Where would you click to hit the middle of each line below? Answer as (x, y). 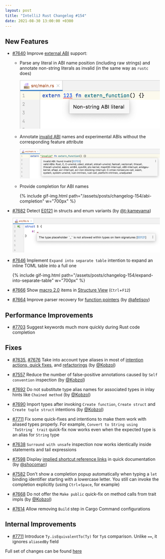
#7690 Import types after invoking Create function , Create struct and (84, 404)
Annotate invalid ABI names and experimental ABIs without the (83, 137)
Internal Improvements (41, 524)
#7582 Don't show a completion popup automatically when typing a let (84, 474)
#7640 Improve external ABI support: (50, 53)
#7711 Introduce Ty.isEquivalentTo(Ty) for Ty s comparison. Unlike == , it (84, 536)
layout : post (18, 10)
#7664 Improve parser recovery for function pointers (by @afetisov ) (81, 300)
